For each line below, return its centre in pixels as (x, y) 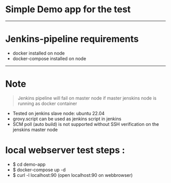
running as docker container (47, 103)
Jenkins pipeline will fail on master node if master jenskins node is (87, 98)
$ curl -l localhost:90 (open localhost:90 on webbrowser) (73, 175)
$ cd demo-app (29, 164)
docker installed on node (39, 53)
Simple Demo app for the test (68, 9)
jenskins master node (35, 129)
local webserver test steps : (65, 150)
